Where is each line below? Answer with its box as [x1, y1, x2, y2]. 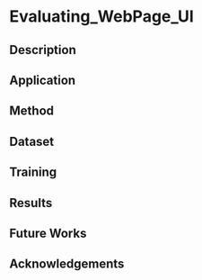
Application [9, 72, 76, 87]
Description [9, 42, 76, 58]
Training [9, 165, 57, 180]
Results [9, 195, 53, 211]
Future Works [9, 225, 87, 240]
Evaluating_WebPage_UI [9, 6, 195, 27]
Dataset [9, 133, 55, 149]
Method [9, 104, 55, 119]
